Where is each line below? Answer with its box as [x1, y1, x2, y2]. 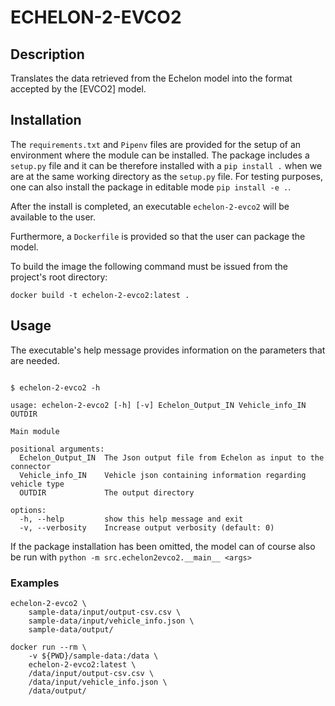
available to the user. [10, 211, 97, 223]
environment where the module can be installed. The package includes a [10, 149, 310, 161]
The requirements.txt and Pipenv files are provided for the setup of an [10, 138, 302, 150]
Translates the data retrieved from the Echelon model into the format [10, 72, 293, 84]
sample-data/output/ [28, 624, 114, 635]
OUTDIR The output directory [19, 487, 195, 498]
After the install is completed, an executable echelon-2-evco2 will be [10, 200, 290, 212]
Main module [10, 426, 60, 436]
